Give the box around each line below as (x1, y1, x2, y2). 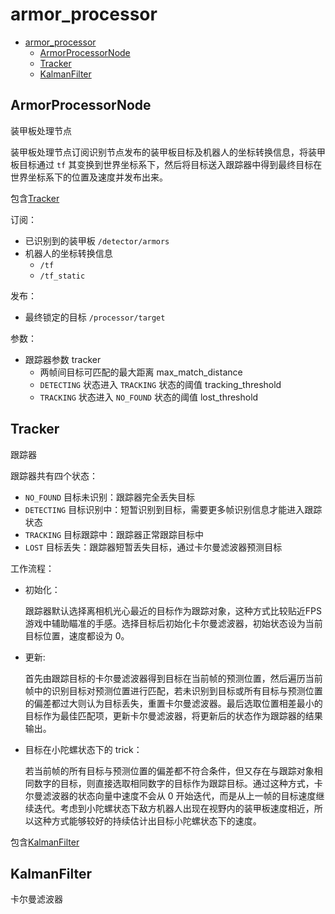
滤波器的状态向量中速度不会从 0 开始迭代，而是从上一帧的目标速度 (42, 789, 317, 802)
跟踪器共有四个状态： (10, 469, 98, 482)
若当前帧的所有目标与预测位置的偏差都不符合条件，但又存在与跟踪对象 (24, 764, 315, 777)
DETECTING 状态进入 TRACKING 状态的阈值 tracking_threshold (39, 378, 282, 390)
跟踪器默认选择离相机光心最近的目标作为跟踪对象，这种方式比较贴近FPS (24, 604, 322, 617)
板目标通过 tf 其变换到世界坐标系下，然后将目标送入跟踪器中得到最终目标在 (10, 158, 323, 170)
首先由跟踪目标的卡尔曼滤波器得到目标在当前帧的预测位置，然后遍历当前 (24, 672, 323, 684)
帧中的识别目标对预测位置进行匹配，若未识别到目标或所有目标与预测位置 (24, 684, 323, 697)
